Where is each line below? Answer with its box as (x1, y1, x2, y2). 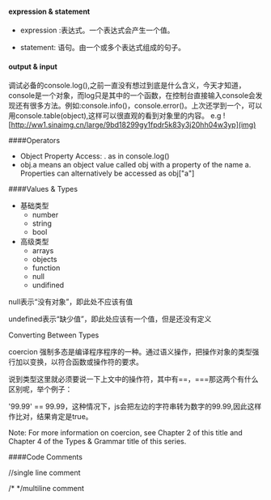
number (32, 210, 59, 220)
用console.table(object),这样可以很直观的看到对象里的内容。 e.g (8, 111, 222, 121)
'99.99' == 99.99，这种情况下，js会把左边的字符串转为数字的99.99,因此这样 (8, 401, 262, 412)
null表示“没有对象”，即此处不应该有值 (8, 297, 133, 307)
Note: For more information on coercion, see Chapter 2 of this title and (8, 428, 243, 438)
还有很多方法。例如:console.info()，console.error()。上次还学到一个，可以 (15, 101, 263, 111)
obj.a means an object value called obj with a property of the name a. (19, 160, 252, 170)
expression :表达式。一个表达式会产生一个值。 (19, 25, 175, 36)
